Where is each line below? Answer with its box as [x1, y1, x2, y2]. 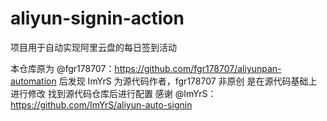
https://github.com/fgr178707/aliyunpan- [114, 62, 282, 74]
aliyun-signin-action [10, 7, 185, 30]
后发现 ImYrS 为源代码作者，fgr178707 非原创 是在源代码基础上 [58, 75, 318, 87]
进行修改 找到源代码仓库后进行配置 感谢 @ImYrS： [10, 87, 217, 99]
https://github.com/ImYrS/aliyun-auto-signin [10, 98, 193, 111]
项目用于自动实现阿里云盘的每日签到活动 [10, 41, 177, 53]
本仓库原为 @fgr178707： [10, 62, 115, 74]
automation [10, 75, 57, 87]
